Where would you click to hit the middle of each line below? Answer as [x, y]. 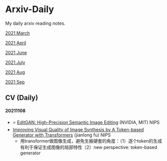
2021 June [16, 52]
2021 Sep [15, 82]
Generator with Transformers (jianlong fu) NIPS [62, 135]
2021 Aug [15, 72]
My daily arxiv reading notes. [35, 23]
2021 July [15, 62]
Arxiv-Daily [30, 9]
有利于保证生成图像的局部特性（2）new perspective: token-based [89, 147]
